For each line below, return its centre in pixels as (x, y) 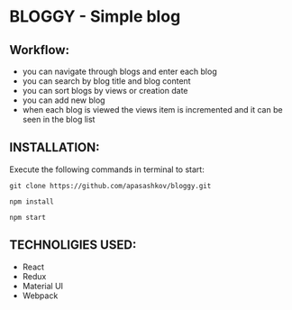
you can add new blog (64, 100)
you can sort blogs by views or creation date (105, 91)
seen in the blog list (59, 119)
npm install (32, 201)
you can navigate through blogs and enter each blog (120, 71)
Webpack (40, 296)
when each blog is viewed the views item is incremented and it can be (152, 109)
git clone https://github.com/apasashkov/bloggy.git (110, 186)
